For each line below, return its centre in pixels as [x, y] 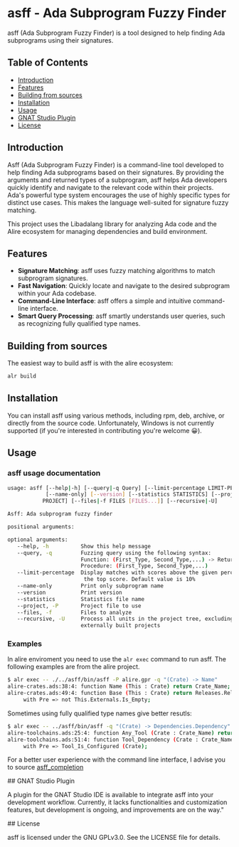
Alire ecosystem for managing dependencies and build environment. [107, 231]
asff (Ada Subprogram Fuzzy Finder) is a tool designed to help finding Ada [116, 33]
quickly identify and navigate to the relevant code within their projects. [111, 187]
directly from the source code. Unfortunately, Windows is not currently [111, 423]
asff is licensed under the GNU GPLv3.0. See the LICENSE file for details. [114, 838]
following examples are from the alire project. [74, 667]
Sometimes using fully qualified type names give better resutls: [100, 713]
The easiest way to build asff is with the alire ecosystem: [90, 363]
